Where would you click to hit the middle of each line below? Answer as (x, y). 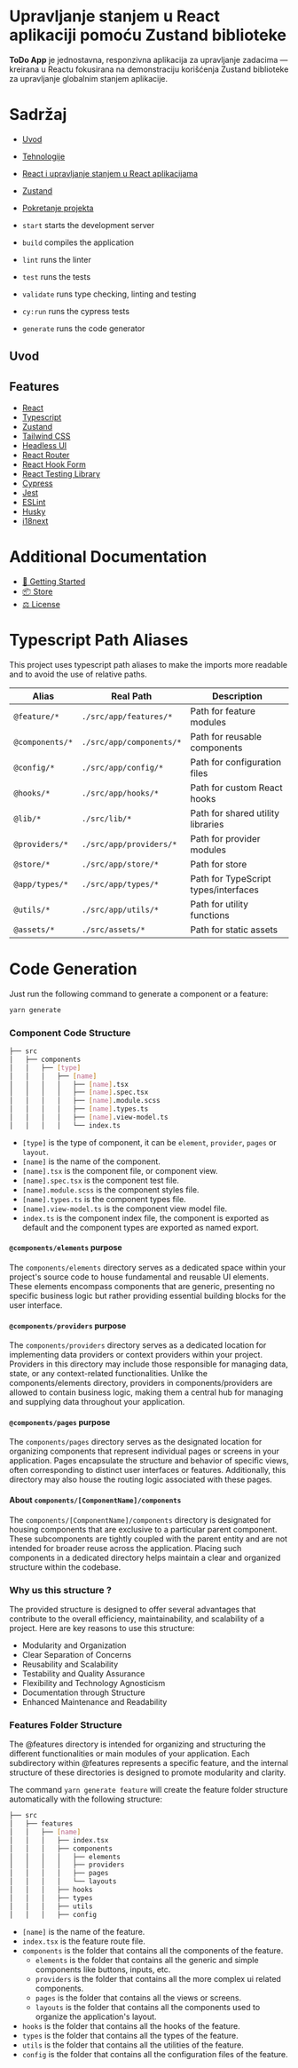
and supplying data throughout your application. (97, 1402)
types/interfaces (224, 890)
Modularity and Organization (74, 1645)
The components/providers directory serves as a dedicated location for (138, 1345)
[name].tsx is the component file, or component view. (120, 1170)
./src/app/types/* (120, 884)
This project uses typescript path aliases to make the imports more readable (149, 664)
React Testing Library (61, 474)
